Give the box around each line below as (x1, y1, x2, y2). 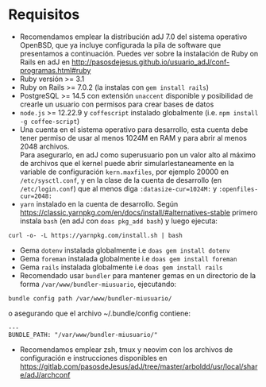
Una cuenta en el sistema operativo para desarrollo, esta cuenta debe (19, 125, 249, 134)
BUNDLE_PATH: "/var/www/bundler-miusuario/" (8, 331, 158, 339)
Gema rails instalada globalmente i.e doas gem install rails (19, 262, 223, 272)
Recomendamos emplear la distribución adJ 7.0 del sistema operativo (19, 32, 248, 41)
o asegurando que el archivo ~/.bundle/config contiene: (8, 308, 191, 318)
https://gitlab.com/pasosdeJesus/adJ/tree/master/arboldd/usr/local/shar (19, 362, 258, 371)
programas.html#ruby (19, 65, 91, 75)
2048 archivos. (19, 141, 70, 151)
